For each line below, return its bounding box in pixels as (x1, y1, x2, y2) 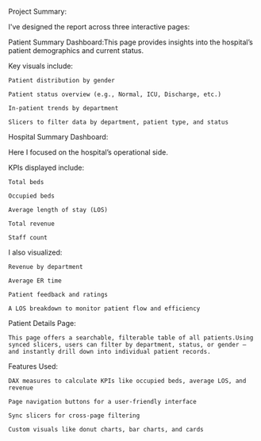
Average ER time (8, 277, 62, 285)
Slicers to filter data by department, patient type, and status (8, 118, 228, 126)
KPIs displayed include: (8, 163, 85, 172)
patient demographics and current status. (8, 46, 144, 55)
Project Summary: (8, 7, 67, 16)
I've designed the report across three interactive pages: (8, 22, 190, 31)
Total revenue (8, 220, 56, 228)
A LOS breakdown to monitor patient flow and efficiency (8, 305, 201, 313)
